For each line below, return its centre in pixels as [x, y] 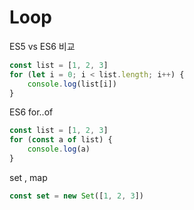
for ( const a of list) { [61, 140]
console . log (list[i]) [72, 84]
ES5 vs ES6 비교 [42, 46]
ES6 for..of [31, 112]
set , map [28, 177]
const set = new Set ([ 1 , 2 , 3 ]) [76, 196]
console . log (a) [59, 149]
